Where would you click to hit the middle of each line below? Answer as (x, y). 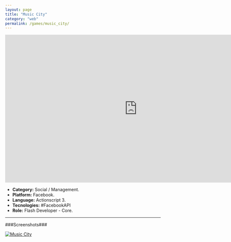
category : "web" (22, 19)
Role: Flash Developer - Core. (42, 210)
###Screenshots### (26, 225)
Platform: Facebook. (33, 195)
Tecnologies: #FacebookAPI (41, 206)
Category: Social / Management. (46, 190)
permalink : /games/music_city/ (37, 23)
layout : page (19, 10)
